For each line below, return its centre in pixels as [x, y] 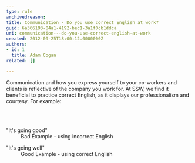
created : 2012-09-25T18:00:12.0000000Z [55, 39]
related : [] [21, 60]
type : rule [19, 11]
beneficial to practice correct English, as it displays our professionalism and [98, 95]
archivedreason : [26, 17]
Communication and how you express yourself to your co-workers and [92, 82]
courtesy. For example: [34, 101]
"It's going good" [27, 130]
